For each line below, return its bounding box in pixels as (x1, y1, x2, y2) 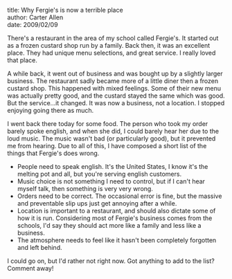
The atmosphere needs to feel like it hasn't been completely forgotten (17, 236, 217, 244)
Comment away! (7, 264, 54, 272)
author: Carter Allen (7, 13, 64, 21)
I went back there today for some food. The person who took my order (7, 120, 208, 127)
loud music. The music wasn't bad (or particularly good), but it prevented (7, 134, 216, 143)
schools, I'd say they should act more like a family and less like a (17, 222, 202, 229)
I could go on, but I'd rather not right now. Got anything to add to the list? (7, 257, 215, 265)
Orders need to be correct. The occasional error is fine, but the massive (17, 192, 222, 200)
